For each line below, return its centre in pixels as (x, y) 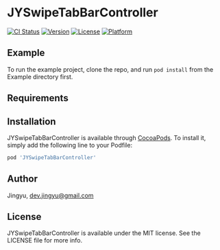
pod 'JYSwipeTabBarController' (52, 157)
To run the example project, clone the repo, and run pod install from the (110, 69)
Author (22, 179)
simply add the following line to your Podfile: (70, 145)
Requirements (38, 98)
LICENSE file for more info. (45, 240)
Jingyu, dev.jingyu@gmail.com (50, 195)
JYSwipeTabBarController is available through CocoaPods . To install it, (107, 137)
